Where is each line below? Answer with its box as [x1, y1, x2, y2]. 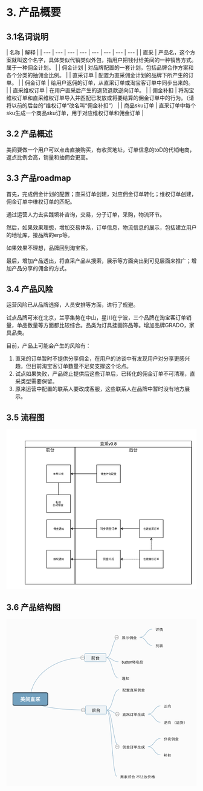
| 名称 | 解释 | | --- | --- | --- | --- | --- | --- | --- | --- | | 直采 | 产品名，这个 [6, 49, 190, 56]
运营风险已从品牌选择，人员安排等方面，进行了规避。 [6, 301, 139, 309]
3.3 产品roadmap [6, 173, 71, 184]
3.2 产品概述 [6, 128, 53, 139]
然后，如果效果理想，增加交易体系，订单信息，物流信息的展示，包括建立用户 [6, 224, 197, 231]
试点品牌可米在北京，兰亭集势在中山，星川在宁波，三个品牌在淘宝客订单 [6, 314, 186, 321]
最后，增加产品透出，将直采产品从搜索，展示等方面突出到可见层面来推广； [6, 257, 192, 264]
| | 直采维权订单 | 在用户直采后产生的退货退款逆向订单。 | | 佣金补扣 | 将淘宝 [6, 87, 195, 94]
